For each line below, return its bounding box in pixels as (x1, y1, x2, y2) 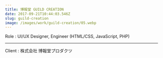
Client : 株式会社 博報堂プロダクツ (5, 48, 73, 54)
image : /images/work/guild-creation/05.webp (5, 20, 97, 25)
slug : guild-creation (5, 16, 49, 21)
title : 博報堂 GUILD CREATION (5, 7, 64, 12)
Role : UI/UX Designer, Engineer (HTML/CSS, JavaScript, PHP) (5, 34, 130, 39)
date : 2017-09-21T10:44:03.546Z (5, 12, 70, 16)
